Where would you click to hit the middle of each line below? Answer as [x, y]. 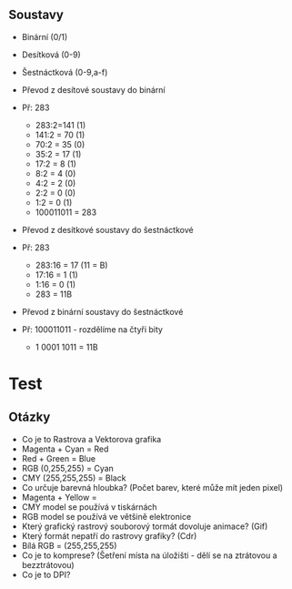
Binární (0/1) [45, 36]
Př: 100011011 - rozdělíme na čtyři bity [92, 329]
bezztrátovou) [48, 564]
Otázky [30, 417]
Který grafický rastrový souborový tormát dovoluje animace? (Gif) [145, 526]
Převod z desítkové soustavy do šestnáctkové [107, 229]
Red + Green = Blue [59, 458]
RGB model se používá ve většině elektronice [106, 516]
